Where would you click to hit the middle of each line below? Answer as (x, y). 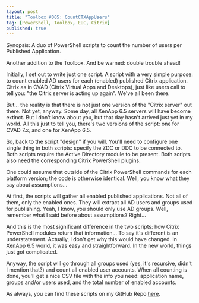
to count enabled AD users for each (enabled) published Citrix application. (97, 81)
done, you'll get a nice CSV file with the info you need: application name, (95, 276)
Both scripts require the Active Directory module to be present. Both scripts (99, 154)
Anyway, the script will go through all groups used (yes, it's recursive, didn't (99, 263)
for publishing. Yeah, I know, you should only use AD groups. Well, (87, 209)
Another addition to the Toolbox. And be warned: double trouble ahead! (94, 63)
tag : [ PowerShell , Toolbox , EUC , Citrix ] (58, 23)
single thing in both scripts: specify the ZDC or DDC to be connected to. (94, 148)
